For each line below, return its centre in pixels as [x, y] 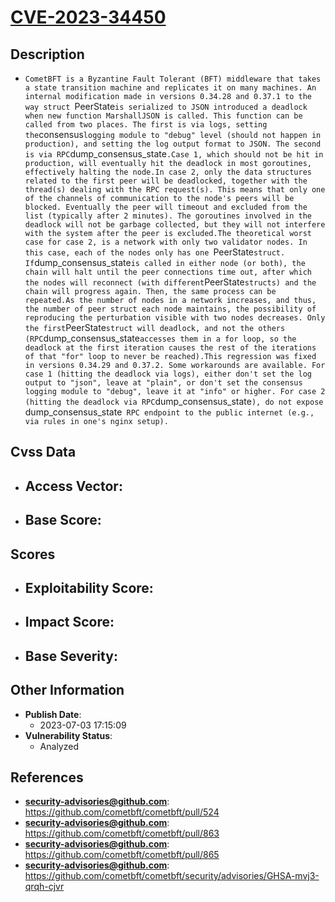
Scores [33, 554]
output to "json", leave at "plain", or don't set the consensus [163, 383]
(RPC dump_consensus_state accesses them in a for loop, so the [160, 338]
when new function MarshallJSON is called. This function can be [163, 116]
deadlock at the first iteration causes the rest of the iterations [170, 348]
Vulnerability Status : [68, 735]
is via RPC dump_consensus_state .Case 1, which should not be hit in [174, 154]
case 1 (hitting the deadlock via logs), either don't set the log [168, 374]
